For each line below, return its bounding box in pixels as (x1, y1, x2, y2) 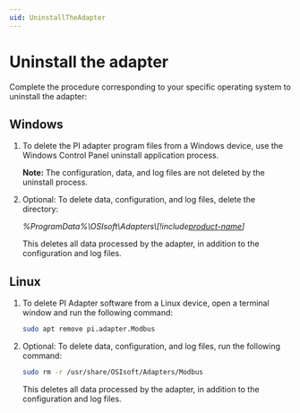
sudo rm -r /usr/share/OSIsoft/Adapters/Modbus (21, 368, 203, 377)
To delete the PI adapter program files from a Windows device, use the (21, 141, 284, 151)
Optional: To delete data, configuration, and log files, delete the (21, 194, 256, 205)
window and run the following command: (21, 307, 173, 318)
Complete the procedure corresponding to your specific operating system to (9, 82, 291, 92)
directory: (21, 203, 59, 215)
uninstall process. (21, 176, 88, 188)
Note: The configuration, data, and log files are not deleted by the (21, 168, 266, 178)
